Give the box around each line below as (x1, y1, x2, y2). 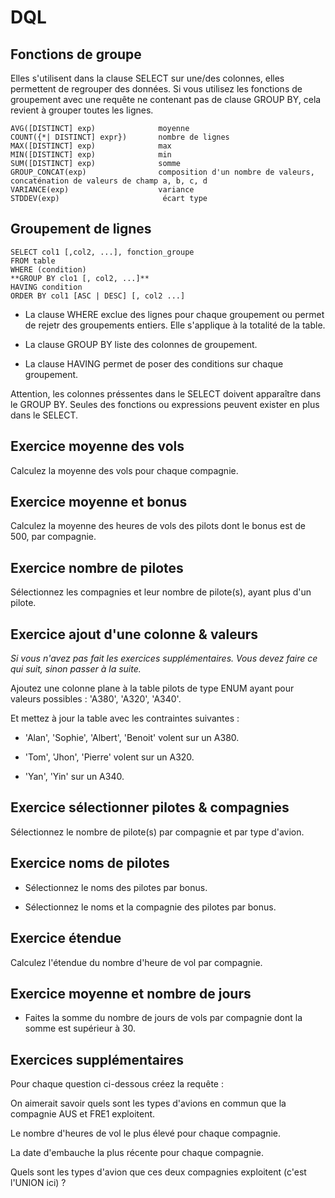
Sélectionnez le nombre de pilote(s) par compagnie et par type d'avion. (10, 826, 305, 838)
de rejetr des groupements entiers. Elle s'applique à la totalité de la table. (24, 319, 326, 331)
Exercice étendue (10, 930, 122, 947)
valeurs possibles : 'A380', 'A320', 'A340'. (10, 693, 182, 705)
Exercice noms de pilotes (10, 855, 170, 872)
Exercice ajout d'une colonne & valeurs (10, 626, 259, 643)
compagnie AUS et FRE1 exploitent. (10, 1108, 156, 1120)
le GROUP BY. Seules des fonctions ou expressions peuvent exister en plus (10, 398, 320, 410)
